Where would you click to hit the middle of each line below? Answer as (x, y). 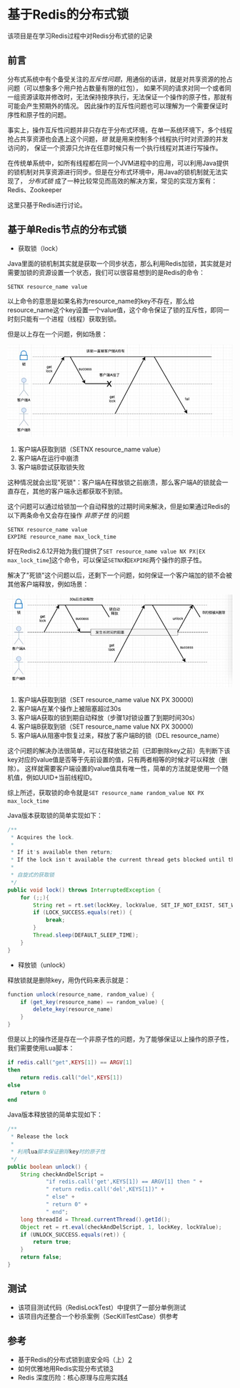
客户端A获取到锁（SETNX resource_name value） (91, 449)
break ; (55, 920)
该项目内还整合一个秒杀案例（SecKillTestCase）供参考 (98, 1316)
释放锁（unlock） (43, 964)
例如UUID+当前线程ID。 (61, 777)
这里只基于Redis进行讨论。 (47, 205)
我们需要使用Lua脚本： (41, 1048)
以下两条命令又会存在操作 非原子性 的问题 (69, 516)
